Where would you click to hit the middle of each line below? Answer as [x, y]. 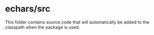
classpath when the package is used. [43, 27]
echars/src [28, 9]
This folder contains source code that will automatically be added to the [77, 22]
